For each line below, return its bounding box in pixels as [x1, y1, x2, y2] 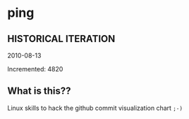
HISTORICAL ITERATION [7, 33, 116, 45]
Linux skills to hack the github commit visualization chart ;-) [7, 104, 183, 112]
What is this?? [7, 85, 71, 97]
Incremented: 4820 [7, 65, 63, 73]
